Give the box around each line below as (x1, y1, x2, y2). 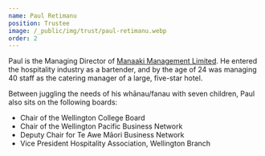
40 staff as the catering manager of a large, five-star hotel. (8, 73, 203, 83)
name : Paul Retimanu (8, 11, 78, 20)
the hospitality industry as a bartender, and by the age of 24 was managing (8, 65, 257, 75)
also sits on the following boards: (8, 97, 118, 107)
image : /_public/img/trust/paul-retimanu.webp (8, 27, 167, 35)
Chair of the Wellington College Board (19, 113, 145, 123)
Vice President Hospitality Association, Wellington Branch (19, 138, 211, 149)
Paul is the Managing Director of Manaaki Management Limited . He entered (8, 56, 258, 66)
